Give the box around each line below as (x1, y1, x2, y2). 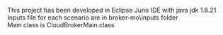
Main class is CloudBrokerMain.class (7, 21, 115, 29)
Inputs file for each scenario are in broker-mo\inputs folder (7, 13, 178, 22)
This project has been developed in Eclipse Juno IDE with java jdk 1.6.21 (7, 6, 217, 14)
